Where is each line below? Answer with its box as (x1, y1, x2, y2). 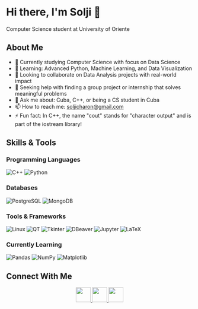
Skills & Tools (6, 138, 56, 148)
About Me (6, 43, 43, 53)
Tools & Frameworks (6, 212, 66, 220)
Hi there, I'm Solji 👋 (6, 5, 101, 19)
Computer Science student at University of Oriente (6, 25, 130, 32)
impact (14, 77, 32, 84)
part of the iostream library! (14, 120, 82, 127)
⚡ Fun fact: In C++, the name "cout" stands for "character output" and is (14, 112, 191, 119)
